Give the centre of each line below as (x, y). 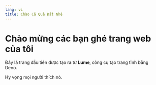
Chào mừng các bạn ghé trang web (78, 39)
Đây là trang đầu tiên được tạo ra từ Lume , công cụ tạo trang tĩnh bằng (77, 62)
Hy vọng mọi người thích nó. (34, 77)
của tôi (19, 49)
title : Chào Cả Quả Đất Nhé (34, 14)
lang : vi (14, 10)
